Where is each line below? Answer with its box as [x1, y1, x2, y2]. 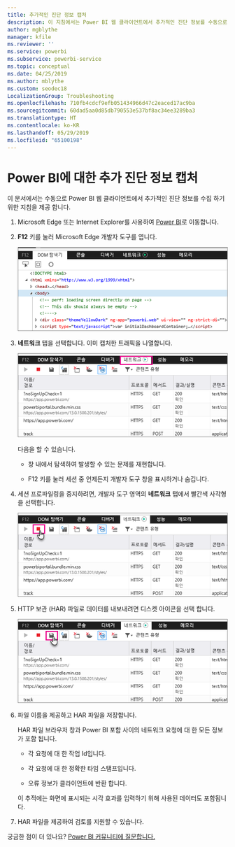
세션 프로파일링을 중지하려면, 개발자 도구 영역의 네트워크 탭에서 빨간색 [17, 490, 208, 498]
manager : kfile [7, 34, 52, 41]
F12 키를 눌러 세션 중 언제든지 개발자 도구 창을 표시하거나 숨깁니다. [27, 474, 210, 483]
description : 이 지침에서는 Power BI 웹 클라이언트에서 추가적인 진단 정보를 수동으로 [7, 18, 227, 26]
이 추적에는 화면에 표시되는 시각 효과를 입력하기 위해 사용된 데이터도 [17, 794, 203, 802]
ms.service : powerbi [7, 48, 68, 55]
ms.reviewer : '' [7, 41, 55, 48]
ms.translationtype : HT [7, 115, 77, 122]
